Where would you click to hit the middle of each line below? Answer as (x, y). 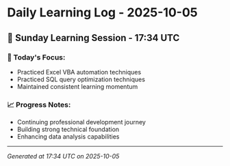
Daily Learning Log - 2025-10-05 (102, 13)
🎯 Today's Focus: (36, 57)
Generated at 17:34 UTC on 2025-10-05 (63, 156)
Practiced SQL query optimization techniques (81, 79)
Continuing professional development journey (81, 122)
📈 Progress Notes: (39, 105)
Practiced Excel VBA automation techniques (79, 72)
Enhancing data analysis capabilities (68, 137)
